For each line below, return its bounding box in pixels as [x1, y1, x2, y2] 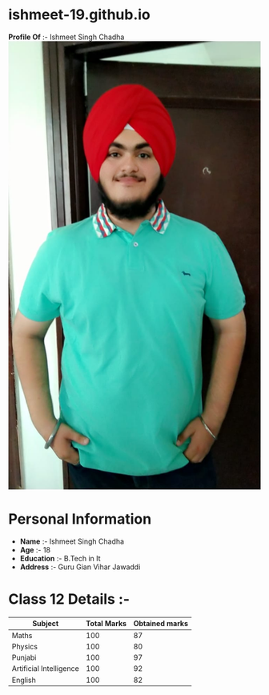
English [11, 675, 36, 685]
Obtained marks [133, 619, 189, 629]
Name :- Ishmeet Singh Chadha [19, 536, 125, 546]
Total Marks [86, 619, 126, 629]
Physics [11, 641, 38, 651]
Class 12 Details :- [8, 590, 130, 609]
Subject [31, 619, 59, 629]
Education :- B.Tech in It [19, 553, 102, 563]
